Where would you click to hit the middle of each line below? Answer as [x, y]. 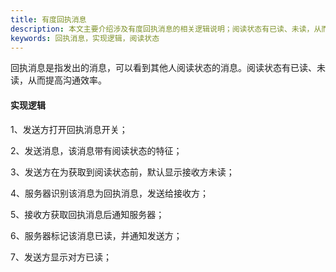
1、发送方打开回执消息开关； [69, 129]
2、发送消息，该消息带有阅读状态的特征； [96, 150]
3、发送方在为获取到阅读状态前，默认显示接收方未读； [122, 172]
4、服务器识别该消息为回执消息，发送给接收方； [110, 193]
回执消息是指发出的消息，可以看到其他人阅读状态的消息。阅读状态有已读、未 [168, 68]
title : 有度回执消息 [48, 19]
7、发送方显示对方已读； [61, 257]
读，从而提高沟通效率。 [58, 80]
